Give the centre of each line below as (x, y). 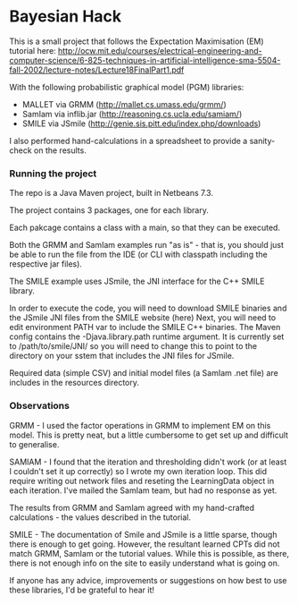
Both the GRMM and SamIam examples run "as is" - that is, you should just (146, 245)
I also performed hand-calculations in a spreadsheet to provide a (128, 140)
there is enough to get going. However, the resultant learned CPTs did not (145, 544)
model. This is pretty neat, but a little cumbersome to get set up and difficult (149, 435)
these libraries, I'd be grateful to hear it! (82, 590)
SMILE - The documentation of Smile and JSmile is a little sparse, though (143, 534)
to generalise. (34, 444)
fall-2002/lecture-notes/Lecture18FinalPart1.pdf (97, 70)
